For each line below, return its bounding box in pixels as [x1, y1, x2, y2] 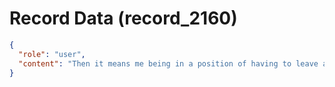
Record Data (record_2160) [9, 7, 238, 30]
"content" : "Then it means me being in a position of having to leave [18, 58, 319, 69]
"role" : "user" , [18, 49, 86, 59]
